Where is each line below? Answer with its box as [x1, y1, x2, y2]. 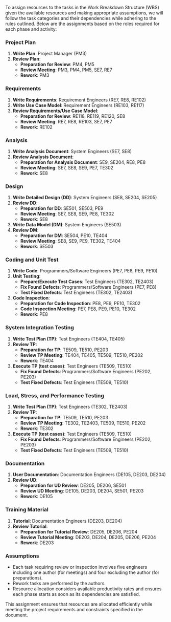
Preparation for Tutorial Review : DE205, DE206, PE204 [20, 528, 138, 534]
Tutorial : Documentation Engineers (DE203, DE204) [12, 518, 123, 524]
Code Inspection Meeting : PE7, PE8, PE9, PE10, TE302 [20, 306, 136, 312]
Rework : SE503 [20, 243, 54, 250]
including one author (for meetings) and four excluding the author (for [12, 569, 160, 575]
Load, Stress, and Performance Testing [5, 392, 105, 399]
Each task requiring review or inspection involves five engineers [12, 564, 148, 570]
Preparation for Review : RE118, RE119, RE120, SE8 [20, 113, 126, 119]
